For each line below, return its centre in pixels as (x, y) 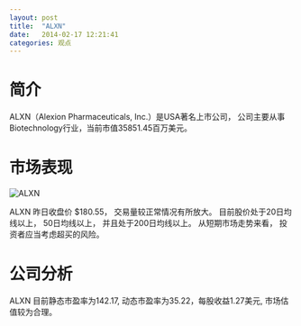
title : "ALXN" (38, 26)
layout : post (34, 18)
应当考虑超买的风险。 (64, 234)
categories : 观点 (41, 43)
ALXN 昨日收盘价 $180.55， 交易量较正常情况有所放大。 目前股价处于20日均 (151, 212)
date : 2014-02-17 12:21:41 (64, 34)
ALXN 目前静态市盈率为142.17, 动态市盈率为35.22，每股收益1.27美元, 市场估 (149, 301)
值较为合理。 (33, 312)
